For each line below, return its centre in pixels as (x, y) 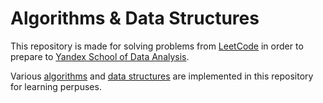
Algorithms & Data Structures (135, 18)
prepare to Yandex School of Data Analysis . (100, 56)
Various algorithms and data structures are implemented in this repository (162, 76)
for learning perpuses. (56, 86)
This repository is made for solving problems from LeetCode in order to (157, 46)
